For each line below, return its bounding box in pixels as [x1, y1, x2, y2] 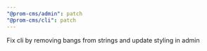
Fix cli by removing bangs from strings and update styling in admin [6, 36, 200, 44]
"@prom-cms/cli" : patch [6, 17, 77, 24]
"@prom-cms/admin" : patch [6, 10, 82, 17]
